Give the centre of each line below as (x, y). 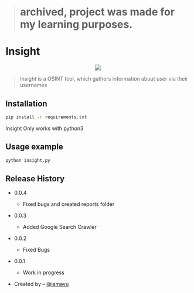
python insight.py (28, 160)
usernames (33, 85)
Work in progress (44, 272)
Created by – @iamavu (41, 284)
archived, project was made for (97, 12)
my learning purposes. (76, 24)
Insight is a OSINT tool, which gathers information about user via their (104, 79)
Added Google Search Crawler (60, 227)
